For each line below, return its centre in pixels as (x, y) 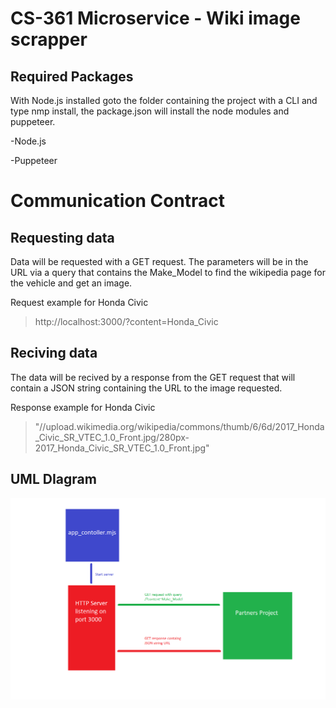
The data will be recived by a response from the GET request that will (153, 377)
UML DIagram (53, 479)
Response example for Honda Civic (83, 407)
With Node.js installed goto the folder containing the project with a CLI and (164, 100)
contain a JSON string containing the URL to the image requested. (146, 388)
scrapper (49, 39)
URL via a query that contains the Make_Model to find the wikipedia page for (168, 272)
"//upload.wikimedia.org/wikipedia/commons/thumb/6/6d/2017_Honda (179, 426)
